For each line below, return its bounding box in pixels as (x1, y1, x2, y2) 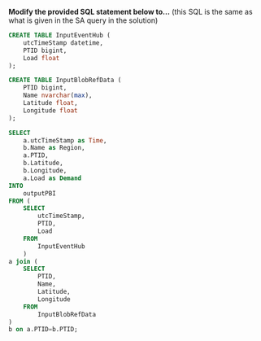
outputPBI (23, 189, 57, 198)
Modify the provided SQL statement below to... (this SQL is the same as (8, 7, 254, 16)
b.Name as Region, (23, 144, 85, 152)
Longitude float (23, 106, 79, 115)
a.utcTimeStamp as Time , (23, 136, 107, 145)
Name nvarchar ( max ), (23, 91, 93, 100)
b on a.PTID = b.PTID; (8, 326, 79, 334)
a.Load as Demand (23, 174, 82, 182)
